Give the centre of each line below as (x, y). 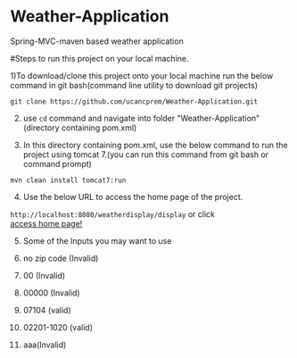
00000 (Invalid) (51, 293)
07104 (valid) (47, 310)
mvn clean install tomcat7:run (68, 180)
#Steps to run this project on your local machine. (99, 58)
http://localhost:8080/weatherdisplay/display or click (113, 214)
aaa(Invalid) (45, 345)
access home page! (46, 223)
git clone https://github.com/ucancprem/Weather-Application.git (134, 101)
